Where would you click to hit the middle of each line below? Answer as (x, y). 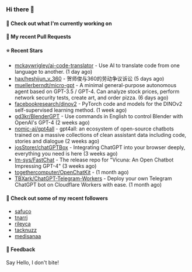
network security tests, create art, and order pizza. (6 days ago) (91, 98)
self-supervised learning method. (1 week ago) (71, 110)
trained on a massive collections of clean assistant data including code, (100, 135)
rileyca (22, 223)
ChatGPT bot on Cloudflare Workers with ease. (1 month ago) (88, 185)
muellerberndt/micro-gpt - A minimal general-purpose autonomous (95, 85)
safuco (23, 211)
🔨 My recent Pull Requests (39, 37)
